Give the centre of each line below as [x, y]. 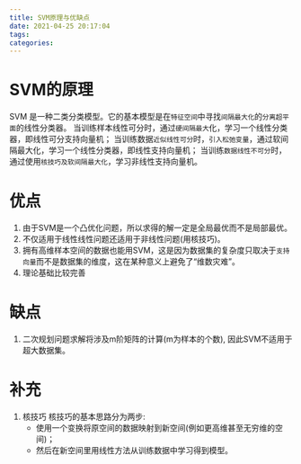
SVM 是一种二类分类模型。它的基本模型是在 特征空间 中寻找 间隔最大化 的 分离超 [146, 117]
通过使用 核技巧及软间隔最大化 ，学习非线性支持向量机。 [106, 162]
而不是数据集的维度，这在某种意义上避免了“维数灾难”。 [137, 262]
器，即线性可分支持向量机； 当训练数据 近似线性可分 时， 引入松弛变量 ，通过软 [145, 139]
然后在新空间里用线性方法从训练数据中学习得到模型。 [134, 450]
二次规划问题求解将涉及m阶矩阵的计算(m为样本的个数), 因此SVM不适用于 [157, 339]
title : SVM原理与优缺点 [49, 18]
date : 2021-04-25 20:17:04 [60, 26]
